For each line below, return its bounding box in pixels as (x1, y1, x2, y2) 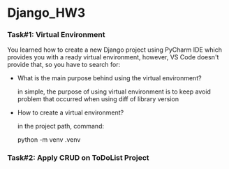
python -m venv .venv (17, 135, 81, 144)
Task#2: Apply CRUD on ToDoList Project (7, 153, 149, 163)
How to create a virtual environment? (17, 108, 124, 117)
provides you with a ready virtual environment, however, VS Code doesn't (7, 53, 219, 61)
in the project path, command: (17, 122, 105, 131)
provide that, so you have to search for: (7, 61, 121, 69)
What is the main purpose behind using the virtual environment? (17, 74, 202, 82)
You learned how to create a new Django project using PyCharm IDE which (7, 45, 222, 54)
